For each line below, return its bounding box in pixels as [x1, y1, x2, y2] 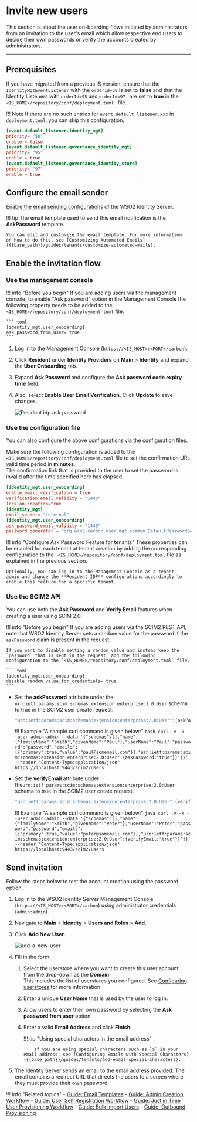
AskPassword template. [6, 221, 64, 228]
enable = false [6, 139, 43, 145]
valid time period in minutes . [6, 461, 76, 468]
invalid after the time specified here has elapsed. [6, 473, 124, 480]
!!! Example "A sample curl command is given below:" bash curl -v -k [14, 728, 185, 735]
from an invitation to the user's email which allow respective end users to [6, 29, 183, 36]
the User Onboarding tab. [14, 362, 77, 370]
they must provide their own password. [14, 1080, 110, 1087]
